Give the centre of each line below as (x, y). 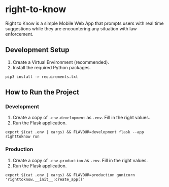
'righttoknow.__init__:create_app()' (45, 179)
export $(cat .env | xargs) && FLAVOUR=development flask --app (75, 132)
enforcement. (20, 34)
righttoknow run (22, 137)
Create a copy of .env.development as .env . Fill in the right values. (81, 118)
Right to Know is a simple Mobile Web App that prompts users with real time (84, 23)
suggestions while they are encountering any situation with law (71, 28)
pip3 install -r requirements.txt (42, 77)
